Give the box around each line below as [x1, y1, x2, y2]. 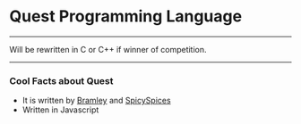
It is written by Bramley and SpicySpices [21, 95, 172, 106]
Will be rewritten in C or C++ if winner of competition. [9, 44, 208, 54]
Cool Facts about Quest [9, 74, 114, 87]
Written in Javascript [21, 104, 99, 115]
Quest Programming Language [9, 6, 243, 27]
